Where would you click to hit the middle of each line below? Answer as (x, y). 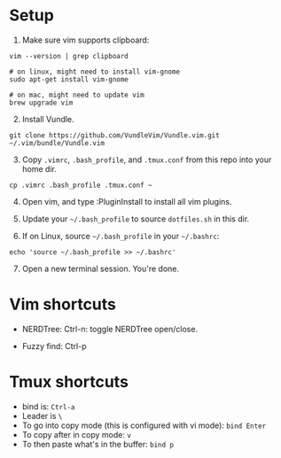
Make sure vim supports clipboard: (86, 40)
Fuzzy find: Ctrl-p (54, 345)
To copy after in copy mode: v (76, 434)
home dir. (39, 168)
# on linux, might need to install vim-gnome (94, 72)
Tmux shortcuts (69, 382)
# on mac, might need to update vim (77, 95)
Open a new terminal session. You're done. (101, 268)
